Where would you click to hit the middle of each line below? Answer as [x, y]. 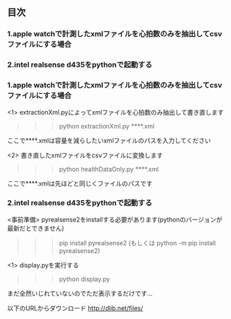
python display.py [84, 279]
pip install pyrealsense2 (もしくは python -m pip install [137, 243]
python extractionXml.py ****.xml [107, 126]
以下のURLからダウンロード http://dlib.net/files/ [75, 308]
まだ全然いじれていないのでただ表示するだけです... [80, 293]
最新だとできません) [36, 228]
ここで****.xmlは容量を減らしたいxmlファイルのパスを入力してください [109, 140]
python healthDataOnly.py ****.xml [109, 169]
